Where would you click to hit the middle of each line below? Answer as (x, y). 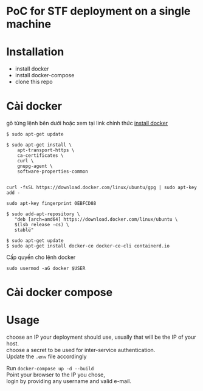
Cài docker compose (60, 292)
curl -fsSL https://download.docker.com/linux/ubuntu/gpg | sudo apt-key (102, 188)
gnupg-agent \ (35, 166)
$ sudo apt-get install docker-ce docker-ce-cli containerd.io (88, 246)
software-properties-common (53, 171)
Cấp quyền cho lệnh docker (41, 257)
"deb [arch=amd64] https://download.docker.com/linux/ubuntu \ (96, 220)
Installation (35, 52)
